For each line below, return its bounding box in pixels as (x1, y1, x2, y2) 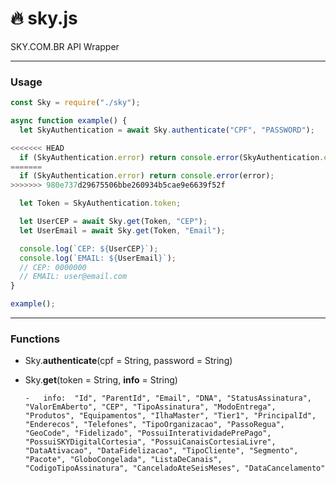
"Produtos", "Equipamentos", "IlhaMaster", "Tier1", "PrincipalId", (24, 411, 317, 421)
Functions (10, 332, 60, 346)
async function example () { (10, 116, 128, 126)
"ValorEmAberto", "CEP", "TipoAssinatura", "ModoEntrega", (24, 402, 277, 412)
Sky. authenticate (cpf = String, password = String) (24, 355, 233, 367)
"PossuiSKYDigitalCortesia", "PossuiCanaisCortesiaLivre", (24, 437, 277, 447)
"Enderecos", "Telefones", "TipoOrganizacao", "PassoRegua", (24, 420, 286, 430)
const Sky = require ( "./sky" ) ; (10, 98, 141, 108)
